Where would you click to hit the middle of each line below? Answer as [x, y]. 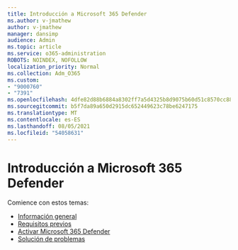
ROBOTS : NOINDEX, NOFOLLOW [47, 60]
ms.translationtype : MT [42, 113]
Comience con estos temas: [48, 202]
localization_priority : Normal [53, 67]
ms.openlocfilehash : [38, 100]
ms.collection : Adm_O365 [44, 73]
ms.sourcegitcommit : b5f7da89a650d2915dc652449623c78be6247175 [103, 107]
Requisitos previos [45, 224]
